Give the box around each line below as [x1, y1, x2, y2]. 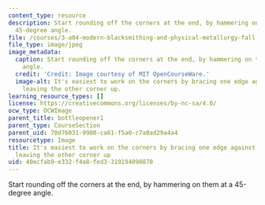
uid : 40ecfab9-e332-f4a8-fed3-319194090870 [8, 158, 154, 166]
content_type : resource [8, 11, 87, 20]
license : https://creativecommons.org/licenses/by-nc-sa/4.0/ [8, 99, 217, 107]
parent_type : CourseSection [8, 121, 101, 129]
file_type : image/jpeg [8, 41, 83, 49]
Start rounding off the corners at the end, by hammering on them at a [8, 180, 233, 189]
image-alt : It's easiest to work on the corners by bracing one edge [15, 77, 248, 85]
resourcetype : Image [8, 136, 77, 144]
